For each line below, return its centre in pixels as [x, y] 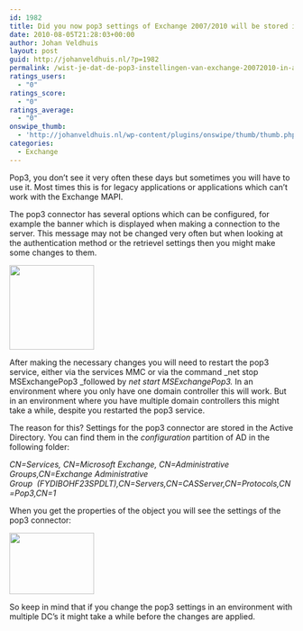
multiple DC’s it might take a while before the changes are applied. [132, 616]
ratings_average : [42, 110]
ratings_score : [38, 93]
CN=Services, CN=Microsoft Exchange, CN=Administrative [119, 464]
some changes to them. [53, 252]
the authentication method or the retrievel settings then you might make [142, 242]
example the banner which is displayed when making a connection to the [145, 224]
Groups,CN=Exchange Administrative [79, 473]
